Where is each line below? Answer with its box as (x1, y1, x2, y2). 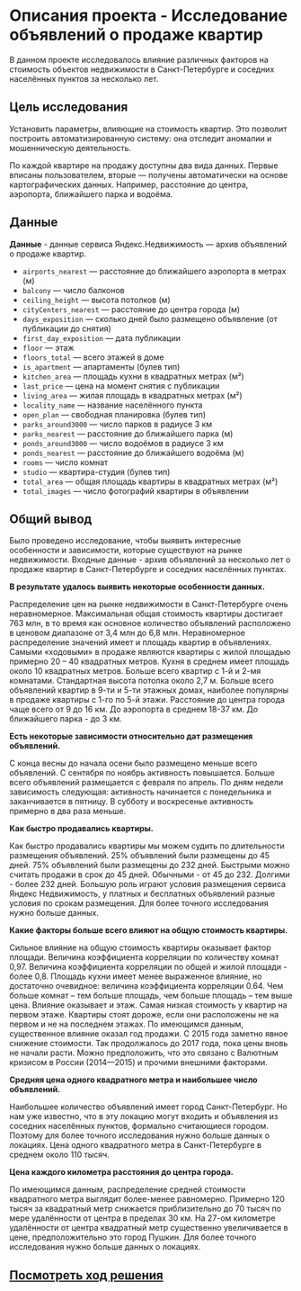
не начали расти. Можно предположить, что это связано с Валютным (9, 1047, 279, 1058)
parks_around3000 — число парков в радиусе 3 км (22, 418, 213, 429)
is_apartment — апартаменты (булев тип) (22, 361, 181, 372)
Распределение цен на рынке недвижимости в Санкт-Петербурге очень (9, 599, 289, 610)
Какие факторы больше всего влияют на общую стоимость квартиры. (9, 925, 288, 936)
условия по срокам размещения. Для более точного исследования (9, 898, 269, 909)
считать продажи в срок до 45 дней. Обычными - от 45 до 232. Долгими (9, 869, 290, 880)
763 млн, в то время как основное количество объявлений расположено (9, 618, 291, 629)
